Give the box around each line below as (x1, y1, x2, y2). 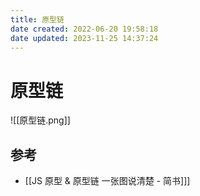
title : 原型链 (10, 14, 65, 25)
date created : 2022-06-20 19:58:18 (10, 24, 159, 34)
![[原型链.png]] (10, 114, 71, 126)
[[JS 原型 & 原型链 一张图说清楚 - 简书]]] (24, 175, 191, 187)
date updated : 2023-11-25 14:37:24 (10, 33, 159, 43)
